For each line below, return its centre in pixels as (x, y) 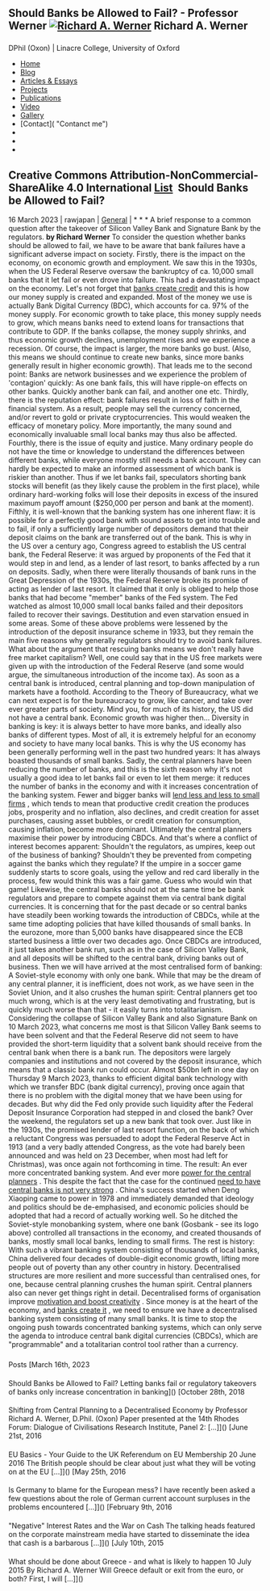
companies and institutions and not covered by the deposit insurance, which (135, 1061)
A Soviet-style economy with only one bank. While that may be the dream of (135, 975)
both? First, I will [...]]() (46, 1578)
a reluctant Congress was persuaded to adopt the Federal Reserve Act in (129, 1139)
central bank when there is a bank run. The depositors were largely (120, 1053)
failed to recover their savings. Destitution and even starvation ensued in (129, 615)
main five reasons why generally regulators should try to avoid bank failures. (135, 641)
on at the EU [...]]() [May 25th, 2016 (67, 1471)
